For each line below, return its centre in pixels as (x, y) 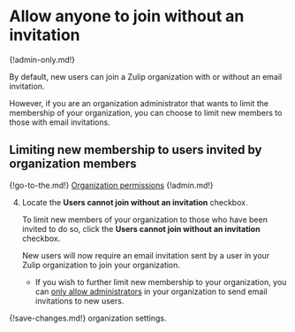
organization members (73, 164)
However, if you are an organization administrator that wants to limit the (139, 103)
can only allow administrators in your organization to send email (151, 291)
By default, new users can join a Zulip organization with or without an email (146, 76)
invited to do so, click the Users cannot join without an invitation (141, 228)
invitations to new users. (79, 301)
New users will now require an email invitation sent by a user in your (146, 255)
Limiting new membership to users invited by (136, 150)
